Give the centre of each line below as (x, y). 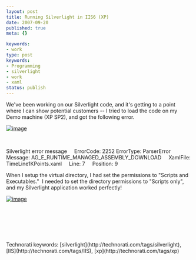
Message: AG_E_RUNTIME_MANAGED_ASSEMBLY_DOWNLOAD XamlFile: (98, 157)
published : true (26, 28)
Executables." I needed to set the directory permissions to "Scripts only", (95, 181)
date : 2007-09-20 (27, 22)
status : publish (26, 88)
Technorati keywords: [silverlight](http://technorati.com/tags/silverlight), (94, 244)
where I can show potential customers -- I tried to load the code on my (92, 111)
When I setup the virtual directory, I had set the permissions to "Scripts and (97, 175)
